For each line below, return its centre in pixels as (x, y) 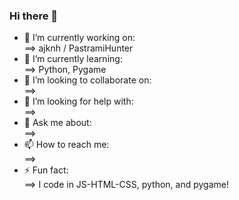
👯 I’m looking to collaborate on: (87, 80)
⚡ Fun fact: (46, 170)
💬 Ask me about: (57, 123)
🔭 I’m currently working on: (79, 38)
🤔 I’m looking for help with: (78, 101)
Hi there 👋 (34, 16)
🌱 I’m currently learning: (73, 59)
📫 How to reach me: (66, 145)
